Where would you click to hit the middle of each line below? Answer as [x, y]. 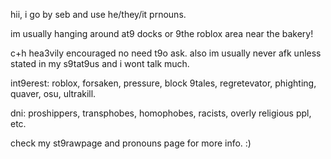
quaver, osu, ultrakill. [53, 93]
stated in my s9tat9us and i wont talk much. [100, 63]
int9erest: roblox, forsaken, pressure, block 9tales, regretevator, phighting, [163, 83]
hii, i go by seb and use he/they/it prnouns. [98, 14]
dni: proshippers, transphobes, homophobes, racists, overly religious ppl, [161, 113]
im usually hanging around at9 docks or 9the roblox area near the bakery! [162, 33]
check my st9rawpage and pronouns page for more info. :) [131, 143]
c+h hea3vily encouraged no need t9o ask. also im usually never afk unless [166, 53]
